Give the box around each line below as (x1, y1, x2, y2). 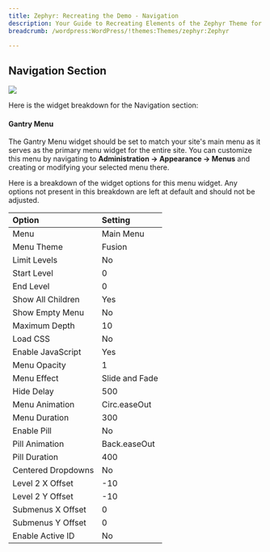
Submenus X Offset (12, 504, 86, 516)
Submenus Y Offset (12, 517, 86, 529)
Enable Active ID (12, 530, 75, 541)
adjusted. (8, 196, 40, 205)
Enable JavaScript (12, 347, 82, 358)
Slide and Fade (101, 373, 158, 384)
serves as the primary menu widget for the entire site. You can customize (8, 145, 252, 155)
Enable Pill (12, 425, 53, 436)
